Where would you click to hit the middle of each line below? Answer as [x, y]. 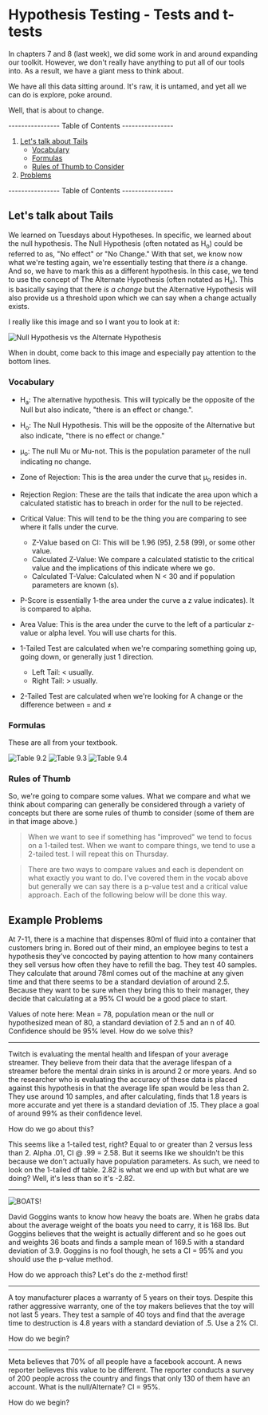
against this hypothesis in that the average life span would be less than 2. [129, 1088]
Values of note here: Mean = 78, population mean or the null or [111, 1014]
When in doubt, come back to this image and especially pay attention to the [132, 353]
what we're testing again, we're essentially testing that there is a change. [128, 262]
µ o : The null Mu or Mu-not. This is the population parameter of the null [135, 452]
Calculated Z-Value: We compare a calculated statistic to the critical [143, 559]
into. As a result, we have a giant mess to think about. [96, 70]
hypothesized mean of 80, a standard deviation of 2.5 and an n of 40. [122, 1023]
